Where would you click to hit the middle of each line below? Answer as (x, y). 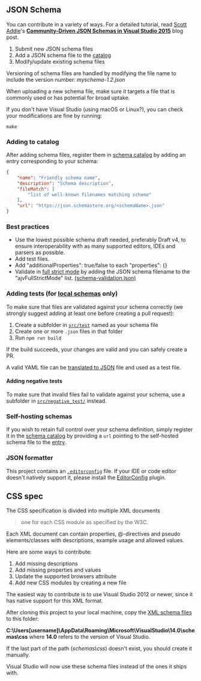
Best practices (28, 227)
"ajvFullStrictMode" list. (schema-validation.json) (75, 278)
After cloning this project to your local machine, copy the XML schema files (99, 612)
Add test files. (32, 259)
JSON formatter (30, 458)
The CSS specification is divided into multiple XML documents (83, 511)
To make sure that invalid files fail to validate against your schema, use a (96, 394)
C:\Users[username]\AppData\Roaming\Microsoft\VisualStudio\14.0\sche (100, 631)
